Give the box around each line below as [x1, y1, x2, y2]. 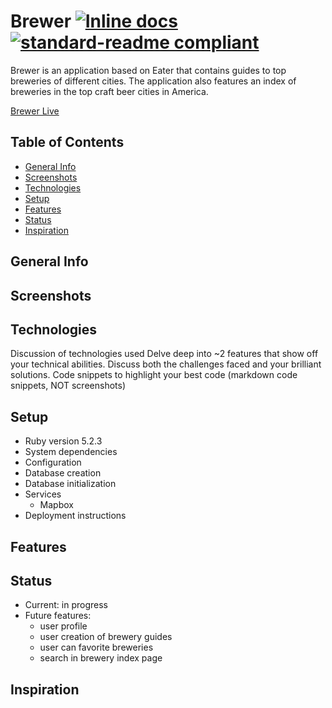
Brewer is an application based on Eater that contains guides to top [10, 64, 287, 76]
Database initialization [24, 478, 117, 490]
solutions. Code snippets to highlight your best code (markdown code [10, 369, 298, 381]
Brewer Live [10, 105, 60, 117]
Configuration [24, 456, 82, 469]
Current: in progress [24, 599, 108, 611]
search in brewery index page [39, 652, 163, 664]
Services [24, 488, 62, 500]
